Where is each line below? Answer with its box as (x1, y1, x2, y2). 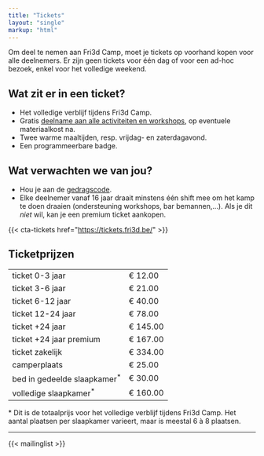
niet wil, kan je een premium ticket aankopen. (19, 210, 167, 219)
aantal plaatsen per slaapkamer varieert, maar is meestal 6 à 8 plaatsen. (8, 417, 241, 426)
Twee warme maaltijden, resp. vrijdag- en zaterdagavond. (19, 133, 207, 142)
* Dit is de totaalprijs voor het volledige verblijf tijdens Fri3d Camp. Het (8, 408, 236, 418)
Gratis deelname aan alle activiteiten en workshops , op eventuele (19, 116, 231, 126)
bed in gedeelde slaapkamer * (12, 372, 122, 385)
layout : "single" (8, 19, 65, 27)
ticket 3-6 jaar (12, 283, 66, 294)
